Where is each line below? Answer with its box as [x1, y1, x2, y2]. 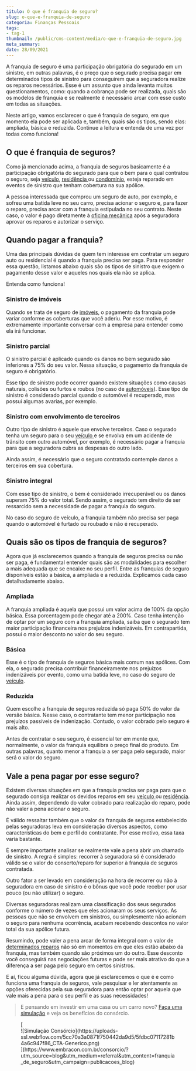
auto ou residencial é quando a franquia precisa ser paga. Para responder [6, 256, 184, 264]
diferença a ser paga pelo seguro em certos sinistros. [6, 962, 135, 969]
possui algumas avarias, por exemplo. [6, 397, 98, 405]
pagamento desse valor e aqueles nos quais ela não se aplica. [6, 269, 156, 276]
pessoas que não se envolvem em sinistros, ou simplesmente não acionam [6, 913, 187, 920]
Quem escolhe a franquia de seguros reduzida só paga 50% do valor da [6, 705, 180, 712]
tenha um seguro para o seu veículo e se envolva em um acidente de [6, 432, 173, 439]
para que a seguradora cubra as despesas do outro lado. [6, 444, 143, 452]
